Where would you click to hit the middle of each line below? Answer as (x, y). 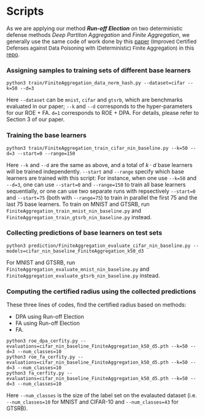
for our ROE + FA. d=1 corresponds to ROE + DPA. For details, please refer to (103, 113)
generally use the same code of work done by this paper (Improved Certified (102, 41)
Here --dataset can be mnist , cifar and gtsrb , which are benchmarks (95, 100)
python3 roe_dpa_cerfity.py (42, 341)
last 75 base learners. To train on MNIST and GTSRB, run (78, 204)
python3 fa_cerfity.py (35, 373)
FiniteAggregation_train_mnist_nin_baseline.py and (74, 211)
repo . (13, 54)
